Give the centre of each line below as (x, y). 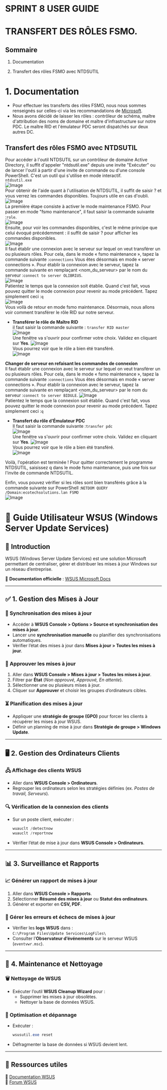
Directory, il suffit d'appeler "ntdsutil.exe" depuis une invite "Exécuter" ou (80, 165)
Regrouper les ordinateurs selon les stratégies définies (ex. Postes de (83, 788)
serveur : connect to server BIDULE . (42, 395)
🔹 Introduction (28, 546)
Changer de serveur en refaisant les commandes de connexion (72, 363)
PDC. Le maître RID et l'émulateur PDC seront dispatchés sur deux (80, 127)
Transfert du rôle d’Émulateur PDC (49, 421)
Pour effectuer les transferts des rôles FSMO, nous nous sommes (79, 106)
